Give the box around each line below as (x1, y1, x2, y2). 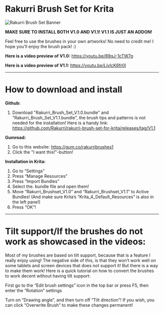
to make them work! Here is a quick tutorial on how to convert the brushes (5, 268, 154, 274)
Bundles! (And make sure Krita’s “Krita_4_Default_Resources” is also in (12, 194, 154, 200)
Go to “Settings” (12, 168, 45, 174)
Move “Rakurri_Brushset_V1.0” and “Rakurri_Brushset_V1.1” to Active (12, 188, 149, 194)
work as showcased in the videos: (5, 236, 146, 247)
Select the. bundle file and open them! (12, 184, 89, 189)
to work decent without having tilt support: (5, 273, 91, 278)
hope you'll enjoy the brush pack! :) (5, 43, 77, 49)
